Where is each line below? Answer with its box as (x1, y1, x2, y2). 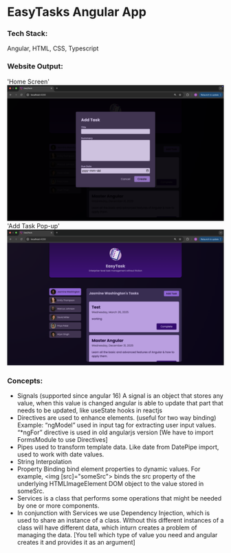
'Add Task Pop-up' (7, 221, 60, 230)
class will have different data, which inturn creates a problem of (16, 523, 197, 532)
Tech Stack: (7, 29, 48, 39)
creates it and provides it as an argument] (16, 539, 135, 547)
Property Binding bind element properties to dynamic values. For (16, 465, 201, 473)
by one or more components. (16, 501, 100, 510)
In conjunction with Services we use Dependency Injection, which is (16, 509, 210, 517)
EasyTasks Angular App (7, 4, 146, 20)
